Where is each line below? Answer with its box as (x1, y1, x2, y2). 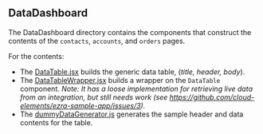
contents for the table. (19, 117, 93, 127)
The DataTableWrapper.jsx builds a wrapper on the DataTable (19, 75, 221, 85)
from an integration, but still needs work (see (19, 92, 168, 102)
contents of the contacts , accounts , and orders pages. (8, 36, 186, 45)
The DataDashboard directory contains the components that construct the (8, 27, 252, 37)
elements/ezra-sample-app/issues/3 (19, 100, 141, 110)
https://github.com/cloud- (169, 92, 255, 102)
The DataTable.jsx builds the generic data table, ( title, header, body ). (19, 67, 245, 77)
